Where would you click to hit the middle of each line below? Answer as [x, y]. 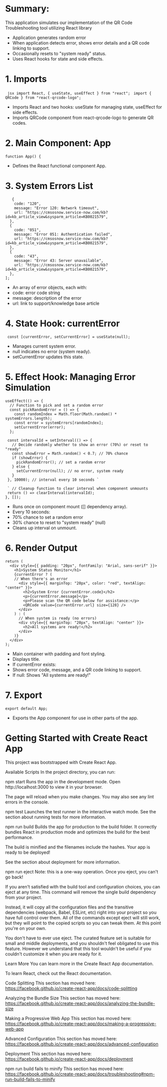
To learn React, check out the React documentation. [59, 973]
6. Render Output [41, 548]
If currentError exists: [34, 664]
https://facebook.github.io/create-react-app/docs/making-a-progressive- [81, 1024]
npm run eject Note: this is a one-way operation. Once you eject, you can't [82, 872]
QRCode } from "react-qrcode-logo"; [43, 98]
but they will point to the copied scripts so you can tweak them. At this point [83, 923]
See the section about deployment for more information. [63, 862]
